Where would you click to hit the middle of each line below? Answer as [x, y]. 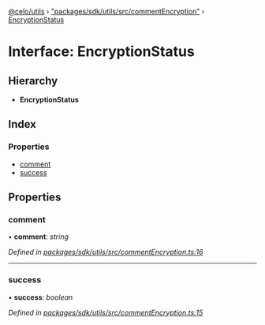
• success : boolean [41, 297]
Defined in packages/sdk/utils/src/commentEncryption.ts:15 [106, 312]
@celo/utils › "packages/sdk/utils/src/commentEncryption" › [106, 11]
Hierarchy [33, 81]
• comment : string [39, 237]
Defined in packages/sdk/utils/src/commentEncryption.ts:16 [106, 252]
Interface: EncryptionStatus [101, 52]
